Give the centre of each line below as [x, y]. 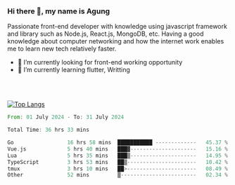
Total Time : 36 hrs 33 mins [49, 130]
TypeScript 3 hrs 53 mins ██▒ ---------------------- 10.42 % [118, 162]
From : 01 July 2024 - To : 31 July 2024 [66, 117]
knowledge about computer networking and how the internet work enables [116, 41]
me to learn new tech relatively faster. [62, 49]
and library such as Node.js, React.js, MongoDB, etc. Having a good [106, 34]
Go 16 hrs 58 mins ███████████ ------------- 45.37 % [118, 143]
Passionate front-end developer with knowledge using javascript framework [117, 27]
